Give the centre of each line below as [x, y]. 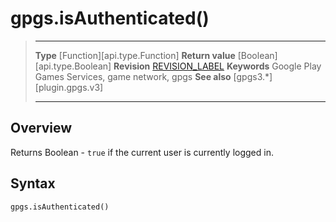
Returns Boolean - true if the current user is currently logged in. [142, 152]
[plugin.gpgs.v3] [69, 87]
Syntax [33, 183]
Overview [41, 128]
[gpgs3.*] [253, 76]
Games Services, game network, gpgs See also [133, 76]
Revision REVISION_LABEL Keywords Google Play [217, 66]
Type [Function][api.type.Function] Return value [135, 55]
